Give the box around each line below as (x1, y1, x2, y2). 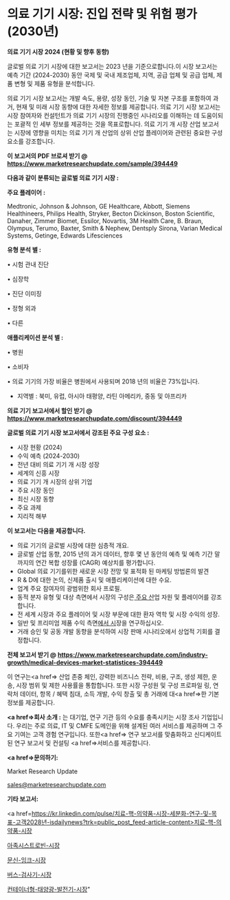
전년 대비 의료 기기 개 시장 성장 (16, 460, 100, 468)
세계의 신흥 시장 (16, 469, 60, 477)
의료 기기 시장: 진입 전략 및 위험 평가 (7, 6, 198, 22)
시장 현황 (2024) (16, 443, 63, 451)
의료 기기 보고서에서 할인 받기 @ (7, 406, 93, 415)
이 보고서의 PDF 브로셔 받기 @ (7, 151, 88, 160)
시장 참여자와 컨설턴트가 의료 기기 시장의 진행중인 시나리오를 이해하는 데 (7, 111, 200, 119)
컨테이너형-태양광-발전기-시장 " (7, 885, 91, 893)
